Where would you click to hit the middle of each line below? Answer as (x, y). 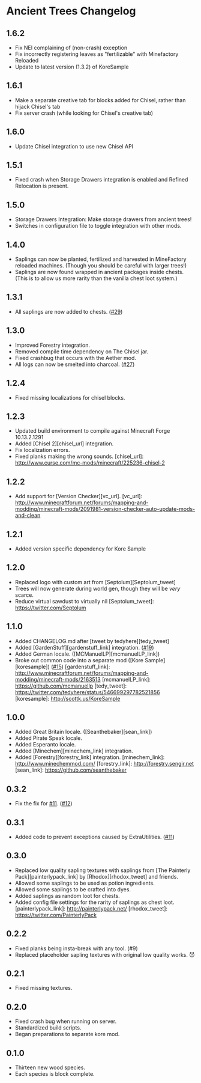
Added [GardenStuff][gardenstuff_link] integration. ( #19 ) (84, 647)
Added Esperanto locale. (45, 745)
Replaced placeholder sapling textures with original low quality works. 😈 (105, 954)
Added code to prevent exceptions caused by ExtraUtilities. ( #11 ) (95, 837)
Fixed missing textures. (43, 988)
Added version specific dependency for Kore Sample (80, 549)
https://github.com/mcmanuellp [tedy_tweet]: (71, 686)
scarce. (24, 595)
